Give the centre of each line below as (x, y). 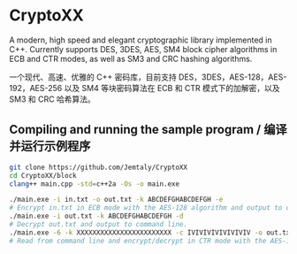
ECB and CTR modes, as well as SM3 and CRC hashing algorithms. (131, 58)
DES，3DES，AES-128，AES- (232, 77)
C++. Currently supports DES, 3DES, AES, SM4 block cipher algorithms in (143, 49)
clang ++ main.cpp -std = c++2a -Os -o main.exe (94, 184)
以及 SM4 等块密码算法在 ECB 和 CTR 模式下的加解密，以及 (172, 88)
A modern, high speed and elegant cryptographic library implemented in (141, 40)
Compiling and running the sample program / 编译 (148, 130)
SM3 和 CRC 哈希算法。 (52, 99)
